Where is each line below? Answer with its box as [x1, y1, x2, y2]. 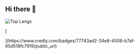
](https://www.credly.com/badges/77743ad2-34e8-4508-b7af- [5, 37, 136, 43]
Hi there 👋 [5, 5, 36, 13]
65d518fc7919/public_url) [5, 43, 57, 49]
